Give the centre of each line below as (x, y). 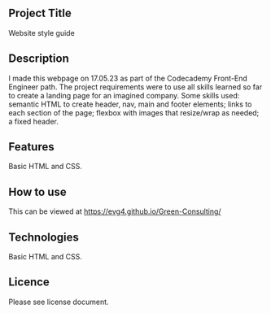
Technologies (44, 237)
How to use (37, 191)
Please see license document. (59, 302)
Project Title (40, 13)
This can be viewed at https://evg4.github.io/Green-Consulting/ (115, 211)
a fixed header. (33, 121)
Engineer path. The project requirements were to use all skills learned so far (135, 87)
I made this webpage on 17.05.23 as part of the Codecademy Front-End (128, 78)
